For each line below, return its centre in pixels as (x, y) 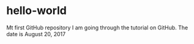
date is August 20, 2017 (36, 34)
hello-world (37, 11)
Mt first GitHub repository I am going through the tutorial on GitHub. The (97, 28)
